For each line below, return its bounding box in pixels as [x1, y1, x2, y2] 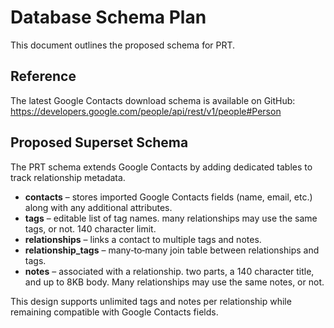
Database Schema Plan [10, 6, 207, 29]
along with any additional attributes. [24, 201, 173, 213]
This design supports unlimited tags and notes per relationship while [10, 295, 292, 307]
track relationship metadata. [10, 171, 126, 183]
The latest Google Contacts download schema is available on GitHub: [10, 94, 296, 106]
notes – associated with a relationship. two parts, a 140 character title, [24, 265, 315, 277]
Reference [10, 68, 77, 85]
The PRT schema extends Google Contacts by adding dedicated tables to [10, 161, 313, 173]
